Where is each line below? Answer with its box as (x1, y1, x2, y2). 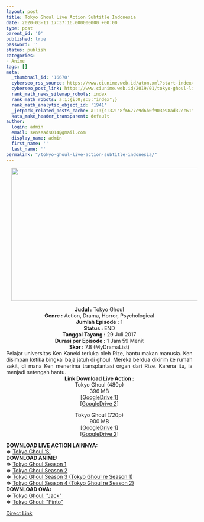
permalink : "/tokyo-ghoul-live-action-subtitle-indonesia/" (6, 151, 158, 157)
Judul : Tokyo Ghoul (75, 306, 124, 313)
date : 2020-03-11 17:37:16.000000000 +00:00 (6, 20, 118, 25)
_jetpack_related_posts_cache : (11, 108, 89, 114)
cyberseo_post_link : (11, 86, 62, 92)
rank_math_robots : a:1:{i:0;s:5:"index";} (11, 96, 118, 102)
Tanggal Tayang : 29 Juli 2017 (62, 331, 137, 338)
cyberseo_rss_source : (11, 80, 65, 86)
